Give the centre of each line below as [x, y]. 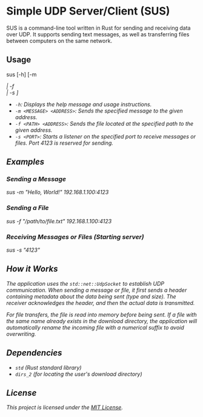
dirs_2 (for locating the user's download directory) [78, 374]
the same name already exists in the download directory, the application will [102, 321]
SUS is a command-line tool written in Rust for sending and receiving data [98, 28]
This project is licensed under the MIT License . [65, 407]
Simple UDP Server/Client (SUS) [88, 11]
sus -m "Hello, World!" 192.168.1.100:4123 [58, 192]
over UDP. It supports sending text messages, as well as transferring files [98, 34]
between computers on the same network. [59, 41]
